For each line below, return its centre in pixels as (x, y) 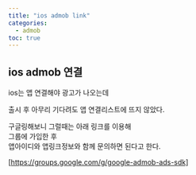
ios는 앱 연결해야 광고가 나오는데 (59, 93)
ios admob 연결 (46, 72)
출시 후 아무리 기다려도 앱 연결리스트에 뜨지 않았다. (86, 110)
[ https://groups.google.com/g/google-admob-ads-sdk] (98, 162)
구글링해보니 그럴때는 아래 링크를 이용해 (70, 126)
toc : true (25, 38)
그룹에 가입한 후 (33, 137)
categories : (28, 23)
